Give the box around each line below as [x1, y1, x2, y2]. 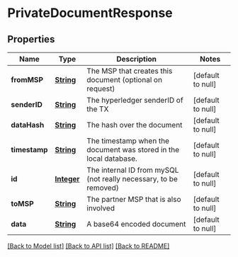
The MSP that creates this [86, 66, 173, 76]
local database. [86, 154, 138, 164]
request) [86, 84, 115, 93]
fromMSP [11, 75, 44, 84]
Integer [55, 174, 80, 183]
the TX [86, 104, 109, 114]
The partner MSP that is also [86, 195, 181, 204]
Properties [7, 33, 55, 45]
